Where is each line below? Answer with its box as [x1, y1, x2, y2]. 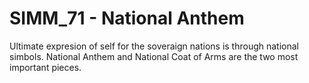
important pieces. [9, 61, 82, 73]
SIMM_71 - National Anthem [9, 7, 245, 30]
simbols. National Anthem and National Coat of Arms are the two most [9, 50, 299, 62]
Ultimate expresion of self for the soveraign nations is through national [9, 40, 299, 52]
